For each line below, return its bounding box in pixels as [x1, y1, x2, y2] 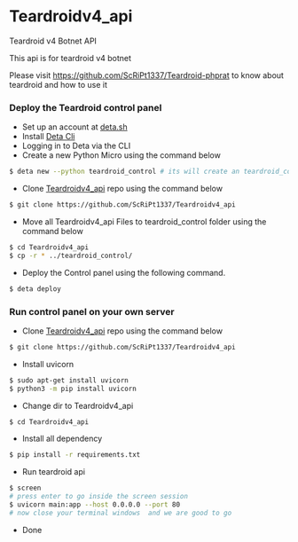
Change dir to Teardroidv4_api [21, 400, 134, 411]
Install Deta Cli [21, 131, 75, 142]
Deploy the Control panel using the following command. [21, 267, 226, 278]
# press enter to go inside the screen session [9, 492, 189, 501]
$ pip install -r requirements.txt [9, 451, 141, 460]
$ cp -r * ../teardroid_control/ [9, 251, 133, 260]
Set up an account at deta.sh [21, 122, 128, 132]
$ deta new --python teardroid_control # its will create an [9, 167, 240, 177]
